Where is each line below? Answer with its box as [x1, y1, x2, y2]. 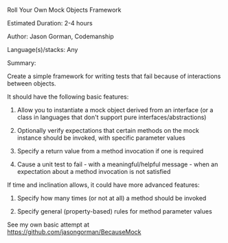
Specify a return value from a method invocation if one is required [16, 147, 204, 155]
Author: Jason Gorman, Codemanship [7, 32, 115, 40]
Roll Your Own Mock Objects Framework [7, 6, 122, 14]
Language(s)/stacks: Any [7, 46, 78, 53]
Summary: [7, 59, 36, 67]
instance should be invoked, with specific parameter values [16, 133, 185, 142]
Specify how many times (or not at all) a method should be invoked [16, 194, 207, 202]
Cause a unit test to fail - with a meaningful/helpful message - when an [16, 160, 218, 168]
